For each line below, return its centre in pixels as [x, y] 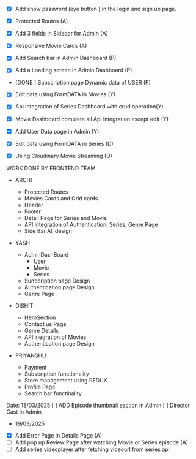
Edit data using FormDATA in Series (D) [64, 143]
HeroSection [40, 317]
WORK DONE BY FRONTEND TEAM [51, 168]
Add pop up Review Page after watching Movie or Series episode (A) [101, 442]
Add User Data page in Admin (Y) [57, 131]
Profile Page [40, 387]
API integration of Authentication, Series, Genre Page [91, 224]
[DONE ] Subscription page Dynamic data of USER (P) [83, 83]
